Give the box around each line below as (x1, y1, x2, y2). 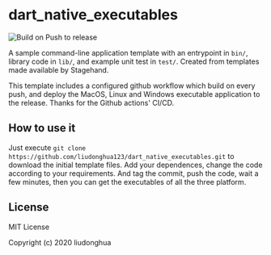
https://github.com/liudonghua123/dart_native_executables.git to (8, 151, 235, 161)
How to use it (8, 121, 76, 135)
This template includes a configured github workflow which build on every (8, 81, 256, 90)
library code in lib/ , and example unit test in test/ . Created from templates (8, 56, 260, 66)
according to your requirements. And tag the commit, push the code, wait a (8, 168, 259, 178)
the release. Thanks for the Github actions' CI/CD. (8, 98, 175, 107)
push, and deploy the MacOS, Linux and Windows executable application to (8, 89, 260, 98)
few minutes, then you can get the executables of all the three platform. (8, 177, 247, 186)
